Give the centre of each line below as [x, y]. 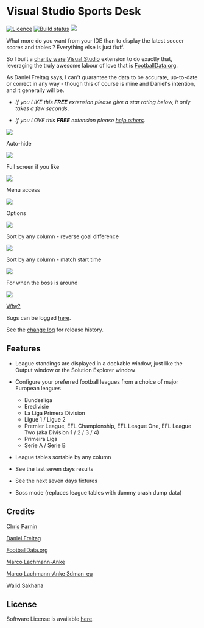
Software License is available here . [50, 619]
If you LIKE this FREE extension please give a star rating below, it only [103, 102]
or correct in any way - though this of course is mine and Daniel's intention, [101, 83]
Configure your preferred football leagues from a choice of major [97, 381]
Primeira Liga [41, 439]
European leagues [38, 388]
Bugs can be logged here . [39, 317]
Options [16, 213]
